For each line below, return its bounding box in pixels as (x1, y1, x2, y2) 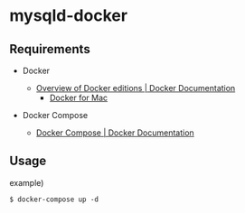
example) (9, 177, 44, 188)
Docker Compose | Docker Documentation (35, 127, 194, 138)
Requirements (9, 42, 90, 57)
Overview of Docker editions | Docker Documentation (35, 83, 236, 93)
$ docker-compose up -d (9, 195, 99, 204)
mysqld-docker (9, 5, 128, 26)
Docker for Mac (49, 92, 108, 103)
